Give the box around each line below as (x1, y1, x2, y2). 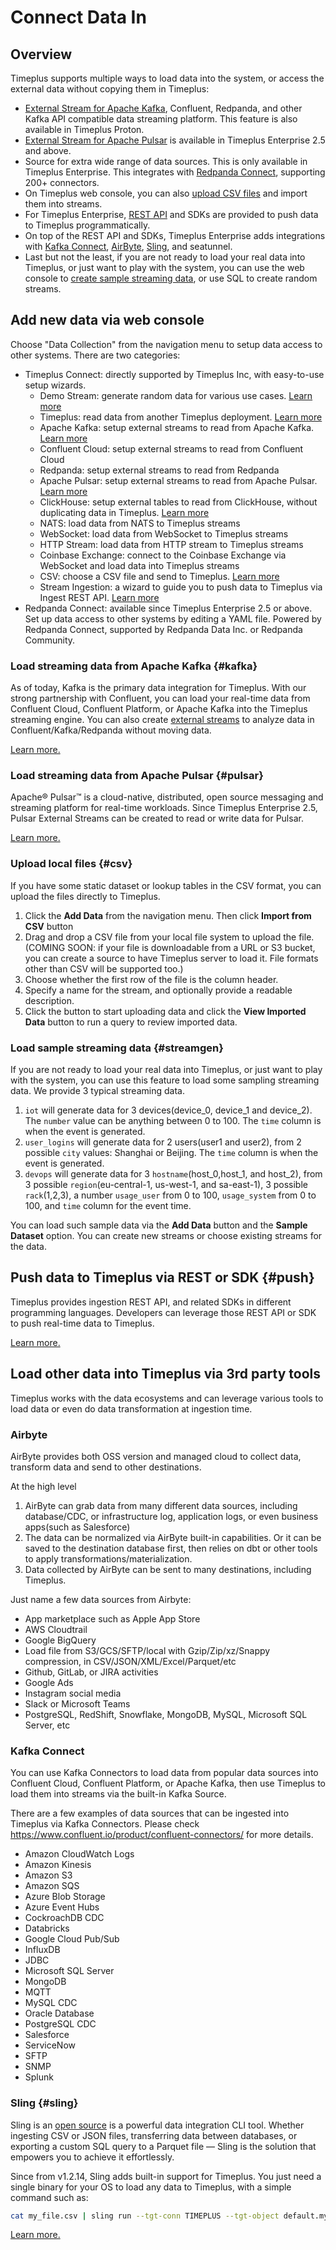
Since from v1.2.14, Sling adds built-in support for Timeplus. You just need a (10, 2170, 322, 2182)
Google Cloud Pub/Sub (24, 1933, 120, 1945)
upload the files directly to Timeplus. (10, 890, 161, 902)
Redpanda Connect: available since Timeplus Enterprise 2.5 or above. (24, 602, 313, 614)
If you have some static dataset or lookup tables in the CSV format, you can (10, 879, 322, 891)
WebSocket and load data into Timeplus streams (39, 559, 240, 571)
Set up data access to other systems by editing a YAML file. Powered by (24, 612, 322, 625)
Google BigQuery (24, 1634, 97, 1646)
